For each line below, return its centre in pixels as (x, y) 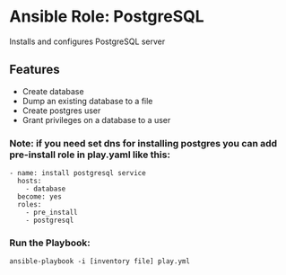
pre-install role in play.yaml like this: (90, 155)
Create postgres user (61, 111)
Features (35, 70)
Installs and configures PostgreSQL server (87, 41)
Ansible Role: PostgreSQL (107, 17)
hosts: (30, 182)
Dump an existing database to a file (87, 101)
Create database (53, 91)
